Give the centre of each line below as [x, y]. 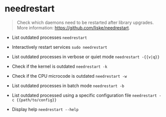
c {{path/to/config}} [34, 100]
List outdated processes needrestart [49, 37]
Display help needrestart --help [45, 109]
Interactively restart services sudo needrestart [59, 47]
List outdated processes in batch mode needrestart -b [68, 86]
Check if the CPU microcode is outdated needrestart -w [69, 76]
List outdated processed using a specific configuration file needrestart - [86, 95]
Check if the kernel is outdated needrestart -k [59, 66]
